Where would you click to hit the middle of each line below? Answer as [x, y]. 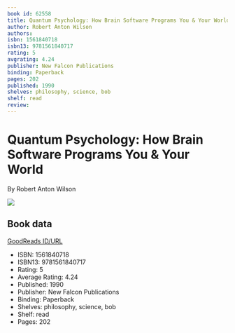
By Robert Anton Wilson [42, 189]
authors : [20, 33]
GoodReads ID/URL [35, 241]
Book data [30, 224]
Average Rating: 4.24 [48, 277]
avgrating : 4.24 [31, 60]
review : [19, 105]
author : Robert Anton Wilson [50, 27]
